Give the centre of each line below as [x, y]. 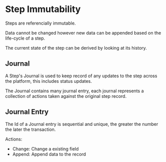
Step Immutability [43, 9]
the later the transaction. [31, 129]
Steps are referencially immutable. [41, 23]
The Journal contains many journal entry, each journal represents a [74, 91]
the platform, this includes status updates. [49, 81]
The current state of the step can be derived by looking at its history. [76, 48]
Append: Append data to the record [49, 154]
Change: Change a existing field [46, 148]
